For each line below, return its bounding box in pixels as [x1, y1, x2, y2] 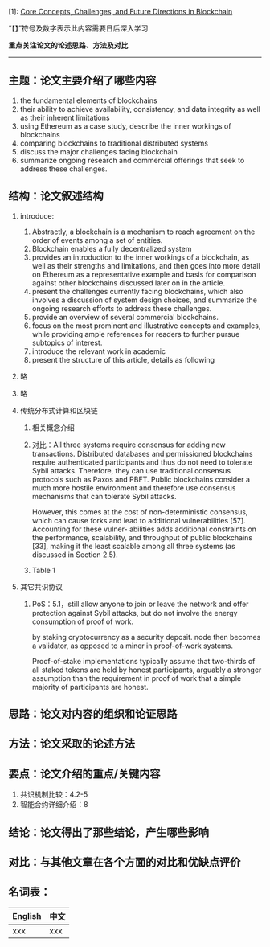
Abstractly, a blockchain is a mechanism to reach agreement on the [31, 227, 256, 236]
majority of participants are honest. [31, 682, 149, 691]
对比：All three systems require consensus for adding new [31, 440, 227, 449]
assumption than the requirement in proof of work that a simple [31, 673, 242, 683]
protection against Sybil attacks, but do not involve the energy [31, 608, 238, 617]
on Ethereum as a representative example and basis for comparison [31, 269, 256, 279]
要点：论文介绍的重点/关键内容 [8, 767, 161, 781]
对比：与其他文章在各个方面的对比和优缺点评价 [8, 855, 241, 869]
